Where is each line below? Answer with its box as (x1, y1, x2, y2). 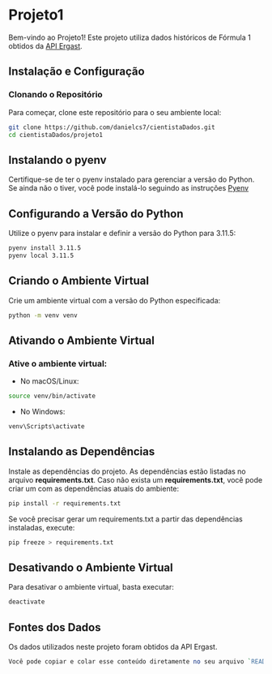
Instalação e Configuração (8, 65, 145, 79)
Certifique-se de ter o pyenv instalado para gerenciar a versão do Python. (8, 174, 255, 184)
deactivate (8, 598, 45, 606)
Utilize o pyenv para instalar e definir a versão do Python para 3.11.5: (8, 229, 236, 238)
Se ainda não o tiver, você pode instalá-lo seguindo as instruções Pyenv (8, 183, 249, 193)
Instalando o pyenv (8, 152, 107, 167)
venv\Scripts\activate (8, 423, 85, 431)
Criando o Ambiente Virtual (8, 274, 150, 288)
